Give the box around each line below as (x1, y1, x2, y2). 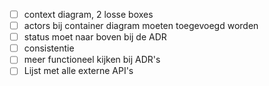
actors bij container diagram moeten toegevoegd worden (23, 20, 259, 32)
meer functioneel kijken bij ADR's (23, 54, 161, 66)
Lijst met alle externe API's (23, 65, 134, 77)
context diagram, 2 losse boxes (23, 9, 154, 20)
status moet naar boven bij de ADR (23, 31, 167, 43)
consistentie (23, 42, 75, 54)
